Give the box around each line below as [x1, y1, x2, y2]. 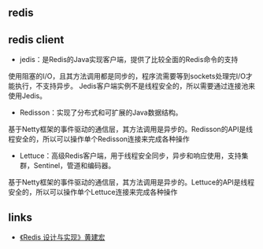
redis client [8, 33, 65, 46]
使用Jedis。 [8, 91, 47, 101]
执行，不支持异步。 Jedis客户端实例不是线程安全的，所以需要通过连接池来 [14, 82, 256, 91]
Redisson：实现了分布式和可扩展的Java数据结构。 [19, 108, 183, 117]
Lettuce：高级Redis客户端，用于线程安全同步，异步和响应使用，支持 [19, 151, 242, 160]
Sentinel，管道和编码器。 [33, 161, 116, 170]
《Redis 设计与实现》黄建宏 [19, 233, 106, 242]
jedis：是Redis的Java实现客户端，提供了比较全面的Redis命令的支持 [19, 55, 239, 64]
